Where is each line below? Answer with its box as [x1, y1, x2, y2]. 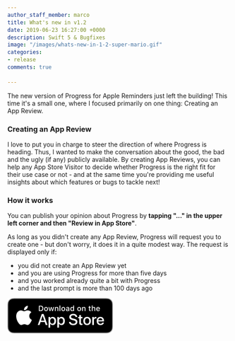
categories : [7, 49, 42, 56]
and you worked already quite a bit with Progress [17, 277, 161, 285]
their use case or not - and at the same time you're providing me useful [7, 170, 215, 178]
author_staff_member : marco [7, 11, 90, 18]
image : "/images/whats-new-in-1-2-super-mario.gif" [7, 41, 162, 49]
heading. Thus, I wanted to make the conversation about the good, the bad [7, 147, 224, 156]
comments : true [7, 64, 52, 71]
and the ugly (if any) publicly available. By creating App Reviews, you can [7, 155, 221, 163]
